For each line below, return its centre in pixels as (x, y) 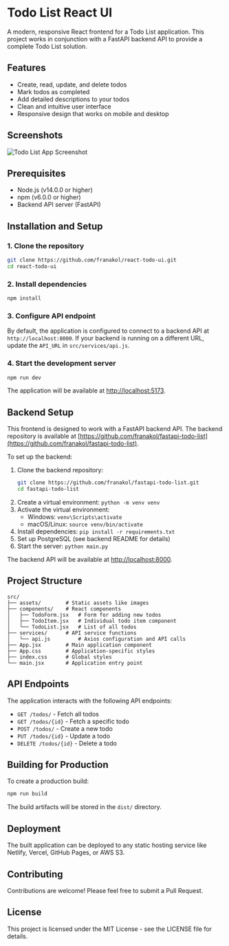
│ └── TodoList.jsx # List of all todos (72, 627)
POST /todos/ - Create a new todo (65, 728)
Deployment (34, 829)
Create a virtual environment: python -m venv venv (88, 503)
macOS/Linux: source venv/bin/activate (85, 525)
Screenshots (35, 135)
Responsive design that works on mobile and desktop (93, 113)
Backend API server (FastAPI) (59, 205)
